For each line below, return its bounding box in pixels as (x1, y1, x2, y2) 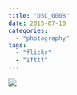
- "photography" (15, 34, 70, 42)
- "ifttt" (15, 57, 48, 65)
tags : (8, 42, 26, 49)
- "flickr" (15, 49, 52, 57)
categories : (8, 26, 48, 34)
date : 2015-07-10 (8, 19, 67, 27)
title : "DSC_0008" (8, 11, 70, 20)
